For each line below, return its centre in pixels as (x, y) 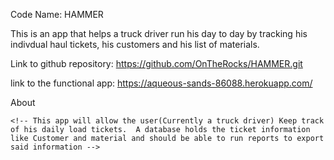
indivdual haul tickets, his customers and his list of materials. (135, 44)
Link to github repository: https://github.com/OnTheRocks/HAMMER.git (156, 63)
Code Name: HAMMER (57, 14)
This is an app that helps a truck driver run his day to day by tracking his (159, 33)
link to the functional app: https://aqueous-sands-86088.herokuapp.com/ (161, 83)
